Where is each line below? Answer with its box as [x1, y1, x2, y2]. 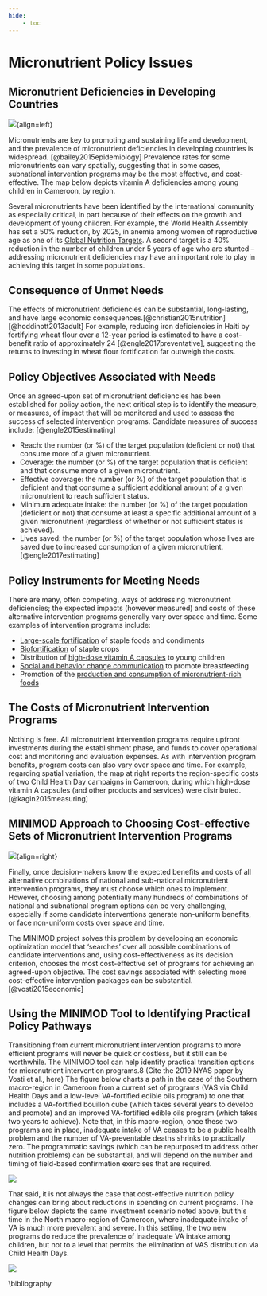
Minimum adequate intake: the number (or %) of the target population [19, 499, 248, 510]
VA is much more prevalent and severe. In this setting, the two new [8, 1224, 227, 1233]
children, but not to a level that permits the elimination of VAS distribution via [8, 1240, 259, 1250]
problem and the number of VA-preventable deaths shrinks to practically [8, 1134, 246, 1143]
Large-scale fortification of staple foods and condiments [19, 635, 205, 645]
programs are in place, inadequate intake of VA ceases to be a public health [8, 1125, 257, 1135]
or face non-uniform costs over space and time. [8, 918, 165, 927]
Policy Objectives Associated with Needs [8, 370, 216, 383]
